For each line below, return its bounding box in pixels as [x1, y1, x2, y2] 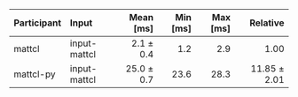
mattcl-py [13, 68, 56, 80]
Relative [249, 17, 285, 29]
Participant [13, 17, 62, 29]
